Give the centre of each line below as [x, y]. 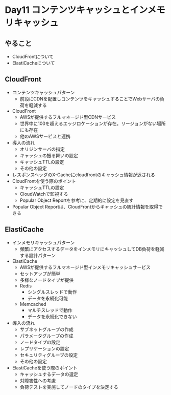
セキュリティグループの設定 [48, 355]
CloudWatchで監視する [44, 194]
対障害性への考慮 [38, 380]
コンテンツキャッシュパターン [43, 92]
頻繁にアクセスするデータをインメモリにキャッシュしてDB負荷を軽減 [92, 249]
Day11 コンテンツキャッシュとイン [76, 10]
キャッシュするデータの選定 [49, 374]
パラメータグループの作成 [46, 336]
